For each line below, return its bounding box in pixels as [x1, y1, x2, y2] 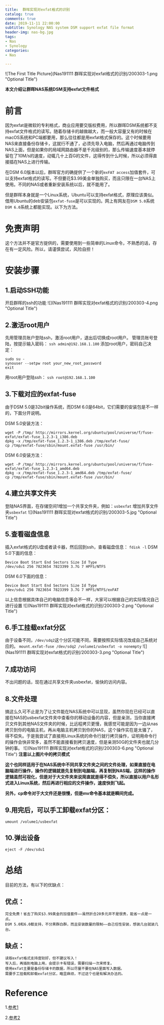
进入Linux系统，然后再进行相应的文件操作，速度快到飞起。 [9, 780, 128, 786]
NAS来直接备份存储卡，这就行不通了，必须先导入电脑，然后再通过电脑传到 [5, 141, 155, 146]
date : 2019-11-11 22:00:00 [5, 21, 60, 26]
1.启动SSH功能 [5, 286, 49, 294]
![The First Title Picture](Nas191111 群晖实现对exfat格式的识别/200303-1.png [5, 71, 158, 77]
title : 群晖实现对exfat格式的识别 [5, 7, 70, 12]
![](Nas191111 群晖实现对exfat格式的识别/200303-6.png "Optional [23, 745, 154, 751]
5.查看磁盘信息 [5, 530, 50, 539]
